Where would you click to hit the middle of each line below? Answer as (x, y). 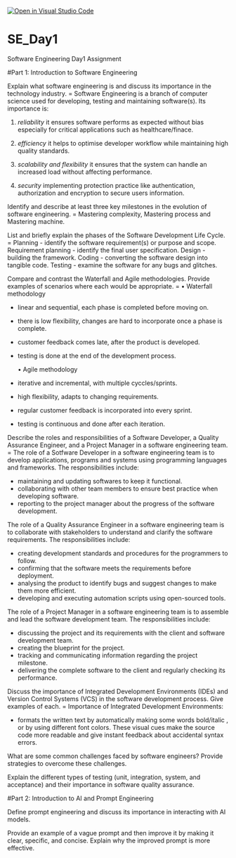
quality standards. (44, 151)
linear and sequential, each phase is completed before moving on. (113, 307)
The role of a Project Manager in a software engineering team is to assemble (118, 612)
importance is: (28, 108)
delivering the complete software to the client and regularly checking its (122, 670)
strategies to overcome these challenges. (67, 763)
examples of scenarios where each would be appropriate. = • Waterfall (110, 286)
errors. (27, 742)
